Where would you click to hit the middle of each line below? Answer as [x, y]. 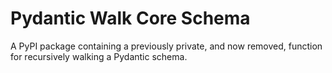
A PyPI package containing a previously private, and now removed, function [166, 46]
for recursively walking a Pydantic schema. [99, 56]
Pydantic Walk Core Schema [130, 18]
